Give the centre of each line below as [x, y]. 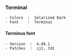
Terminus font [20, 33]
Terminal [16, 7]
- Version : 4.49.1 [28, 44]
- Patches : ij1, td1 [30, 48]
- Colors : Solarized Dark [35, 18]
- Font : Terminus [29, 22]
